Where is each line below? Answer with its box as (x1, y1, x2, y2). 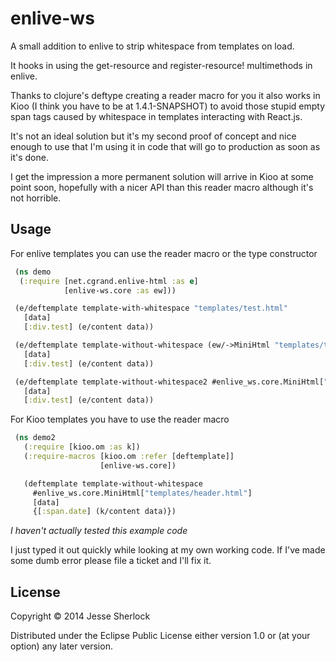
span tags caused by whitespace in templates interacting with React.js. (10, 110, 303, 122)
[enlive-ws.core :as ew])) (63, 285, 177, 296)
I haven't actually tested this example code (10, 525, 188, 537)
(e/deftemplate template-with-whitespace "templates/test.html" (14, 303, 288, 314)
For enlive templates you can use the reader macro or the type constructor (10, 247, 318, 259)
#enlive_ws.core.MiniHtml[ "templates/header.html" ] (32, 488, 253, 498)
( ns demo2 (14, 433, 56, 443)
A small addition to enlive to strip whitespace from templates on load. (10, 40, 295, 52)
